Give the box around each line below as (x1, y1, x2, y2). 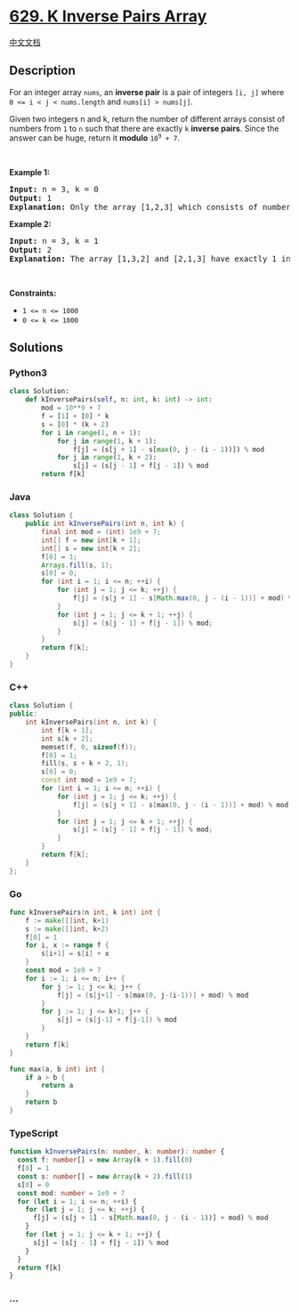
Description (9, 63, 76, 78)
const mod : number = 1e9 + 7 (17, 1188, 125, 1198)
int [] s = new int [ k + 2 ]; (41, 544, 141, 553)
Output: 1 (9, 193, 52, 203)
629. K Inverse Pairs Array (9, 6, 207, 27)
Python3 (9, 367, 47, 379)
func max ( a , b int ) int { (9, 1064, 105, 1073)
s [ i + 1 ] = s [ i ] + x (41, 950, 109, 959)
